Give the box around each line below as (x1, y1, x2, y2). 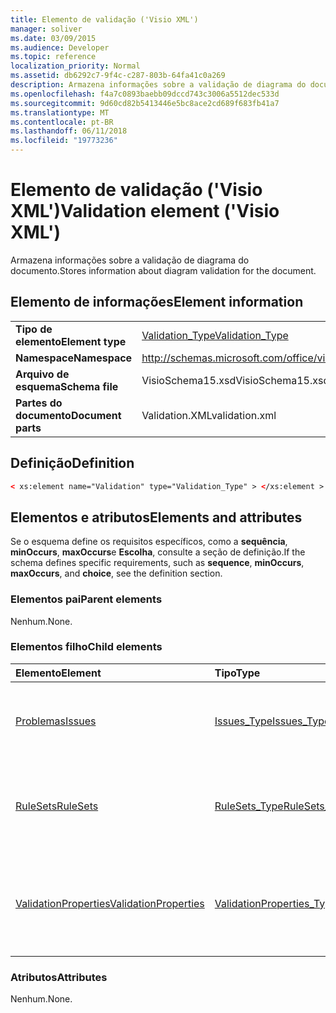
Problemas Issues (15, 714, 97, 728)
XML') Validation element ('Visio (10, 200, 280, 223)
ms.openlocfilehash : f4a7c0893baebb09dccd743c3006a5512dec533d (10, 89, 280, 99)
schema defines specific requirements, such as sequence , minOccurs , (10, 557, 305, 569)
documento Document (15, 408, 122, 422)
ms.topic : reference (10, 52, 97, 62)
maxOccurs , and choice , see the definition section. (10, 567, 223, 580)
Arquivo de (15, 367, 70, 381)
